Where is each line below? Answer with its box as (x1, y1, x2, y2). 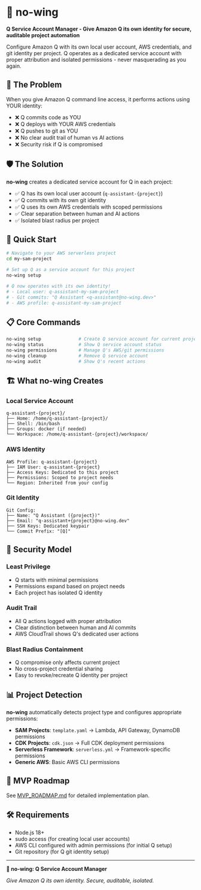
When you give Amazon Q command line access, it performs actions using (6, 95, 190, 103)
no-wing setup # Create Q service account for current (6, 336, 181, 342)
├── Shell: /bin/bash (6, 421, 60, 427)
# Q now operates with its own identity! (6, 283, 111, 289)
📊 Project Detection (6, 690, 83, 700)
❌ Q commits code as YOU (14, 113, 81, 121)
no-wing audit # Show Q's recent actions (6, 358, 146, 365)
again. (6, 62, 22, 70)
